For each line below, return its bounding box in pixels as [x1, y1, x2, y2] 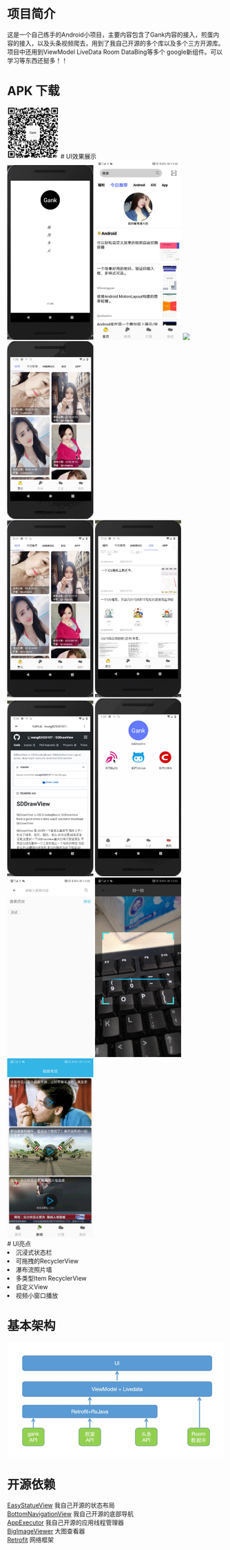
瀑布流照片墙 [16, 1265, 52, 1274]
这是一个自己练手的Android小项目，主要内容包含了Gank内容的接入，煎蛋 [7, 30, 213, 39]
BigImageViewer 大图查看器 [7, 1527, 85, 1535]
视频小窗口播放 [16, 1291, 59, 1299]
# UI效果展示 [60, 152, 96, 160]
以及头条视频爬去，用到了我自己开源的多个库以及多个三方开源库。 [36, 39, 224, 47]
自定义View [16, 1282, 48, 1291]
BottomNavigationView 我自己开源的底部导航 [7, 1509, 134, 1518]
